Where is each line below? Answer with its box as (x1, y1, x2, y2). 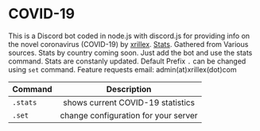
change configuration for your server (60, 110, 198, 121)
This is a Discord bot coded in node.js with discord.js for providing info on (8, 31, 250, 40)
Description (106, 83, 152, 94)
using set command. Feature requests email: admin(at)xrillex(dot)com (8, 64, 237, 74)
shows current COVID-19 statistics (63, 97, 195, 108)
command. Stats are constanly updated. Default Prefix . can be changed (8, 56, 246, 66)
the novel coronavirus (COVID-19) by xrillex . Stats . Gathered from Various (8, 39, 249, 48)
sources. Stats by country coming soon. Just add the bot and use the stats (8, 48, 253, 57)
